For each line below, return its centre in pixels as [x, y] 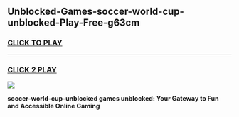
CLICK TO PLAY [35, 43]
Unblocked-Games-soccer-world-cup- [96, 12]
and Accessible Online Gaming [54, 106]
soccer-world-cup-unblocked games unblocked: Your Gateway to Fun [113, 98]
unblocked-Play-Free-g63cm [74, 23]
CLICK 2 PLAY [32, 69]
